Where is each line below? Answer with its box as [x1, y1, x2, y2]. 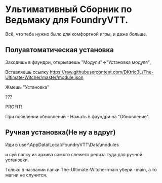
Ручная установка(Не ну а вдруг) [5, 128, 116, 137]
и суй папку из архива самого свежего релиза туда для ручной [5, 151, 143, 157]
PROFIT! [5, 104, 23, 110]
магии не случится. [5, 172, 47, 178]
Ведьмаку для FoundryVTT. [5, 14, 129, 26]
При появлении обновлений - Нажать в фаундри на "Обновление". [5, 113, 150, 119]
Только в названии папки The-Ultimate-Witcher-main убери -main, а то [5, 166, 157, 172]
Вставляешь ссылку [5, 69, 49, 75]
